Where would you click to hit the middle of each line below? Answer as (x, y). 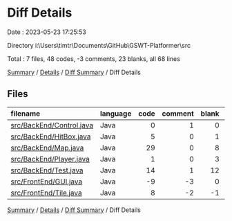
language (116, 114)
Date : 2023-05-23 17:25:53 (47, 32)
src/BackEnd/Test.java (47, 170)
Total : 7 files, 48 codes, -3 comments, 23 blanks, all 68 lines (94, 59)
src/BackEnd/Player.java (50, 159)
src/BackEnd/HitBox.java (51, 136)
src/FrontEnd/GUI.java (47, 182)
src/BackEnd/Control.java (52, 125)
